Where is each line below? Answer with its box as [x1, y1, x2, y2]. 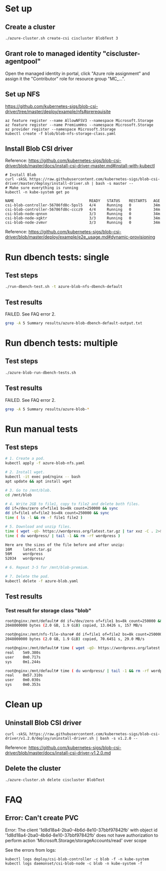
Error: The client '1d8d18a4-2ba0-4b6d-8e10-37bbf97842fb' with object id [5, 827, 158, 833]
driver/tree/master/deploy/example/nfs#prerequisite [5, 109, 111, 114]
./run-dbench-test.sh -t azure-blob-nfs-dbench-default [5, 284, 123, 289]
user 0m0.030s [5, 677, 41, 683]
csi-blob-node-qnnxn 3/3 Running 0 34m [5, 212, 161, 217]
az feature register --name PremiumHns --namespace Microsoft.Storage [5, 122, 154, 127]
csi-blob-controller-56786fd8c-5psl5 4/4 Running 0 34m [5, 203, 161, 208]
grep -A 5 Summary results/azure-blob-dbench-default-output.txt [5, 321, 142, 326]
